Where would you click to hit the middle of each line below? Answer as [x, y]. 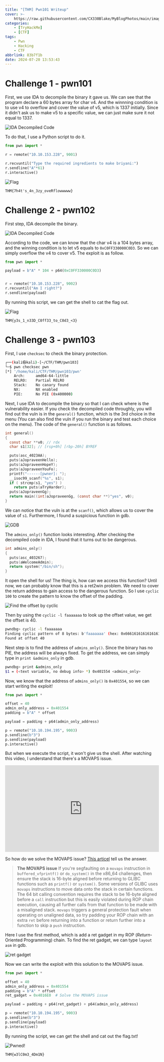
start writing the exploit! [29, 686]
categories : [17, 23]
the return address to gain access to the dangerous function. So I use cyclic [82, 591]
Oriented [14, 940]
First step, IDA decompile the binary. [42, 224]
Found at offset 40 [25, 638]
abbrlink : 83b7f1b [24, 55]
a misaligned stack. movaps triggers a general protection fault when [84, 910]
